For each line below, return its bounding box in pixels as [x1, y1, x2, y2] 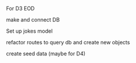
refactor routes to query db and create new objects [6, 39, 131, 45]
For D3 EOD [6, 5, 35, 12]
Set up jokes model [6, 27, 53, 34]
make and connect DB [6, 16, 60, 23]
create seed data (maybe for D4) [6, 50, 86, 57]
